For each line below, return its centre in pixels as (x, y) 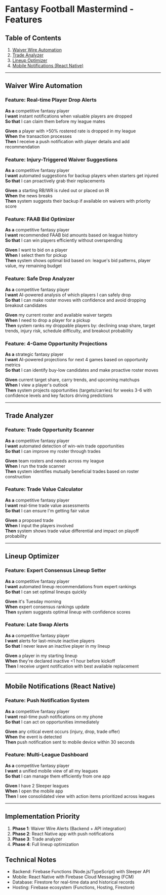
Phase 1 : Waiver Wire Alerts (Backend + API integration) (69, 828)
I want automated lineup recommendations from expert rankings (71, 586)
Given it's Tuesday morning (33, 601)
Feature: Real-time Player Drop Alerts (51, 100)
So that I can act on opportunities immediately (52, 722)
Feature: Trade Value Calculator (44, 489)
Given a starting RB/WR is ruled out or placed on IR (57, 190)
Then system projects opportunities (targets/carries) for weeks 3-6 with (79, 390)
